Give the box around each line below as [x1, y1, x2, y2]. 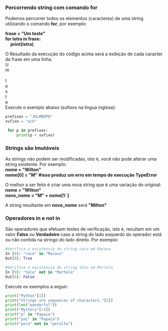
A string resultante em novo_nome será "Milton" [5, 202, 107, 208]
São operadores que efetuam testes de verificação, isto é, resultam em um [5, 226, 159, 232]
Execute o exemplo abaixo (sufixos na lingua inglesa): [5, 105, 116, 111]
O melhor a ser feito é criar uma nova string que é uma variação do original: [5, 182, 161, 188]
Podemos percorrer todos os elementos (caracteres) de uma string [5, 16, 144, 22]
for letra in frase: [5, 36, 41, 42]
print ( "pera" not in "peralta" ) [5, 321, 73, 326]
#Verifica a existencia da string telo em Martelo [5, 265, 113, 270]
